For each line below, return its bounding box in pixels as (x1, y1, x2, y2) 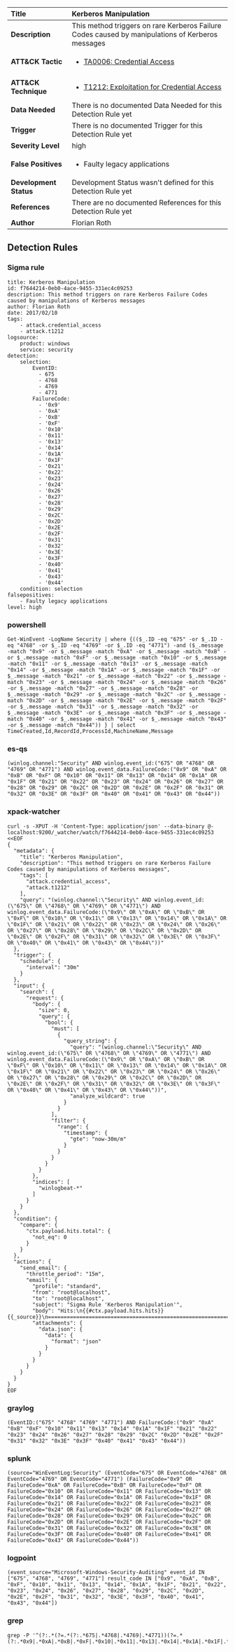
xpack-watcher (7, 807, 61, 817)
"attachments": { (32, 1319, 83, 1327)
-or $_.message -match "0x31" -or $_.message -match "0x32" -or (7, 703, 199, 710)
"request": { (25, 995, 64, 1002)
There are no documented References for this (71, 198, 222, 207)
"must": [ (51, 1025, 80, 1032)
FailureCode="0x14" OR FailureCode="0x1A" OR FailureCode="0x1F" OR (7, 1494, 211, 1501)
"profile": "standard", (32, 1283, 101, 1290)
